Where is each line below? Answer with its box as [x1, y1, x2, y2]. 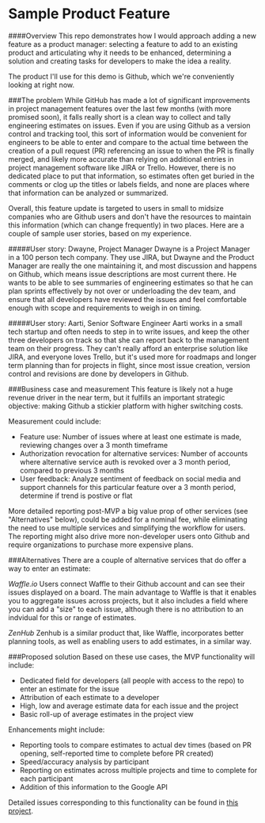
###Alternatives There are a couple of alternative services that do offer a [8, 555, 247, 565]
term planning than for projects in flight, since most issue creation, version [8, 360, 251, 369]
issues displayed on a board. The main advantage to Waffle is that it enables [8, 588, 257, 597]
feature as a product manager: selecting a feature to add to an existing [8, 39, 238, 48]
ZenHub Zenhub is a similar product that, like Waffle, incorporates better [8, 628, 244, 637]
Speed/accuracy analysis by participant [19, 756, 150, 766]
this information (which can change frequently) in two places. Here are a [8, 220, 244, 230]
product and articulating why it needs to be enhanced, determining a [8, 48, 232, 57]
